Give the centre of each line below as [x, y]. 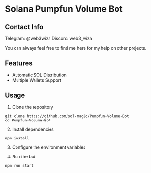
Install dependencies [33, 129]
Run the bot [24, 156]
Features [19, 63]
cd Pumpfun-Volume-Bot [28, 120]
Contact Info [24, 27]
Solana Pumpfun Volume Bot [64, 9]
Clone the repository [33, 107]
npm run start [19, 165]
